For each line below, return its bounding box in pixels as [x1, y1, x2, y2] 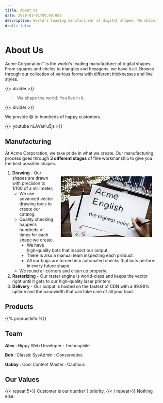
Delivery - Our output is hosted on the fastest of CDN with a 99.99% [12, 284, 149, 289]
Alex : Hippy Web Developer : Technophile [5, 342, 90, 348]
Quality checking [19, 217, 53, 222]
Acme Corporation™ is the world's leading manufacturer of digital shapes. [5, 61, 152, 67]
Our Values [5, 375, 40, 384]
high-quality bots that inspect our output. [26, 248, 109, 253]
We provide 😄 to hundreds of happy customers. [5, 114, 101, 120]
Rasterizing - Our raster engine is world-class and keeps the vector [12, 273, 148, 279]
